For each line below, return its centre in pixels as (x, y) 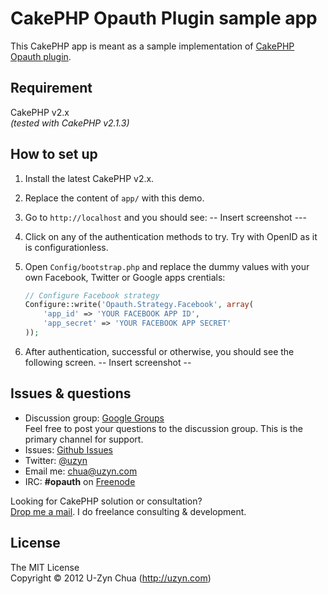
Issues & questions (71, 393)
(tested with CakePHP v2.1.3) (70, 123)
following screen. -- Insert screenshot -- (108, 362)
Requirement (51, 88)
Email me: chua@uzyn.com (81, 471)
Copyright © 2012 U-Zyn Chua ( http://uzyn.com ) (111, 578)
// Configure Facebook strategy (92, 295)
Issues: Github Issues (68, 449)
